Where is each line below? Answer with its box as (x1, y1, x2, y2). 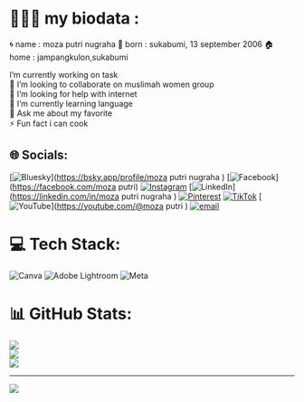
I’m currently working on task (9, 69, 119, 80)
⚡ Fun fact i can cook (9, 118, 89, 129)
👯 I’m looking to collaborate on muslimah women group (9, 79, 214, 90)
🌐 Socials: (9, 148, 69, 163)
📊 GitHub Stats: (9, 303, 133, 324)
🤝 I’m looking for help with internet (9, 88, 138, 99)
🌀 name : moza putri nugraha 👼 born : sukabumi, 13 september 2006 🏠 (9, 38, 274, 49)
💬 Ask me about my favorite (9, 108, 113, 119)
